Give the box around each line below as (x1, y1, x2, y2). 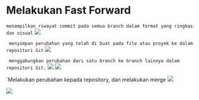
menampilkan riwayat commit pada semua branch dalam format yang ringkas (6, 23, 194, 29)
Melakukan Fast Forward (6, 4, 131, 17)
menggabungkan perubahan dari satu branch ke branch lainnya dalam (8, 57, 180, 64)
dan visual (6, 30, 33, 36)
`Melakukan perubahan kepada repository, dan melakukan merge (6, 76, 166, 83)
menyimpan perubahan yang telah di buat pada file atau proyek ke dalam (8, 40, 194, 46)
